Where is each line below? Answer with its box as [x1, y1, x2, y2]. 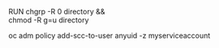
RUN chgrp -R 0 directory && [8, 7, 105, 16]
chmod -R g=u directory [8, 15, 89, 25]
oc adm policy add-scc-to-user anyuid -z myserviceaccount [8, 31, 211, 40]
